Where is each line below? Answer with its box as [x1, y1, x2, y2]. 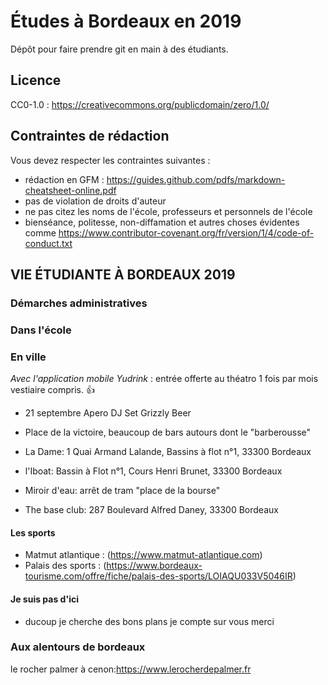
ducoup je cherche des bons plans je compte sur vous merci [24, 615, 275, 627]
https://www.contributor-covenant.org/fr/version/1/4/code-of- [58, 226, 315, 239]
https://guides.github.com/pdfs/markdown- [106, 173, 286, 185]
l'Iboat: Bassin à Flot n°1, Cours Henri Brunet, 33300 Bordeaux [24, 465, 283, 477]
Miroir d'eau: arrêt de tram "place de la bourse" [24, 485, 221, 497]
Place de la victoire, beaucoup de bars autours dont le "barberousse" [24, 426, 312, 439]
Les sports [10, 526, 56, 539]
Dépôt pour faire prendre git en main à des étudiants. [10, 43, 229, 55]
